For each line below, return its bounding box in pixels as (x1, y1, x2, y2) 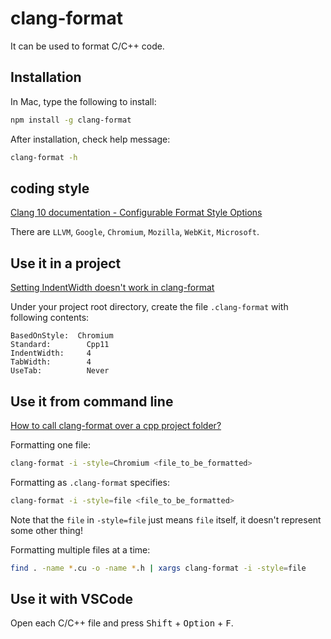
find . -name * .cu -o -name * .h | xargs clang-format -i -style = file (10, 563, 307, 573)
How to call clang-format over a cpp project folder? (10, 419, 222, 431)
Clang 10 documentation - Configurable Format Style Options (10, 207, 263, 219)
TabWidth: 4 (10, 357, 92, 367)
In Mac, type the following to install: (10, 95, 157, 107)
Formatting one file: (10, 438, 91, 451)
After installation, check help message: (10, 133, 171, 145)
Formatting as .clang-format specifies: (10, 476, 170, 488)
